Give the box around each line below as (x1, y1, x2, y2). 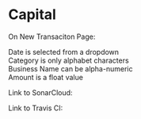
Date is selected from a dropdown (8, 47, 120, 56)
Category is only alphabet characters (8, 56, 129, 65)
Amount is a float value (8, 72, 83, 82)
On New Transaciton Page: (8, 32, 96, 41)
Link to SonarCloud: (8, 87, 73, 97)
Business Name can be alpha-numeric (8, 63, 133, 73)
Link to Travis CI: (8, 103, 63, 113)
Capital (8, 6, 57, 24)
